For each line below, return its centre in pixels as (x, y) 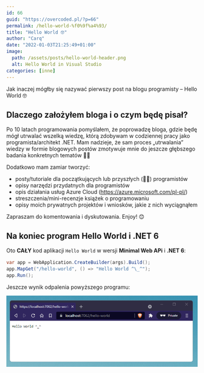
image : (15, 52)
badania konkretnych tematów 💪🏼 (48, 155)
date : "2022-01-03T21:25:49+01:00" (51, 45)
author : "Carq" (25, 39)
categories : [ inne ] (31, 71)
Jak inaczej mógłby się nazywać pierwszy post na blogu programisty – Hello (102, 89)
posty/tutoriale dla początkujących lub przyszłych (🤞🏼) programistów (101, 179)
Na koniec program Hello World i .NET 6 (83, 236)
